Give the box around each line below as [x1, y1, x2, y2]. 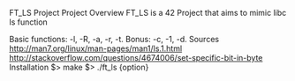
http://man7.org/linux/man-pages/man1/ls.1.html [9, 43, 183, 54]
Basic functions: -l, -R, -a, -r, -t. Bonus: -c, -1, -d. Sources [9, 34, 219, 44]
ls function [9, 17, 49, 27]
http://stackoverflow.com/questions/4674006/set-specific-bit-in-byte [9, 53, 263, 63]
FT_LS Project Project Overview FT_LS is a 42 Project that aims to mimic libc [9, 8, 287, 18]
